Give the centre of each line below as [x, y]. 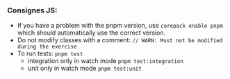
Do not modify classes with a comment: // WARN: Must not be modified [120, 40]
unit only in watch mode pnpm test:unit [85, 69]
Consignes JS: [32, 10]
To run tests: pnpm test [50, 53]
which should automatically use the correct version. [91, 33]
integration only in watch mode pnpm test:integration [106, 61]
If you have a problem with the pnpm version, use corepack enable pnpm [120, 26]
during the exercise [47, 47]
